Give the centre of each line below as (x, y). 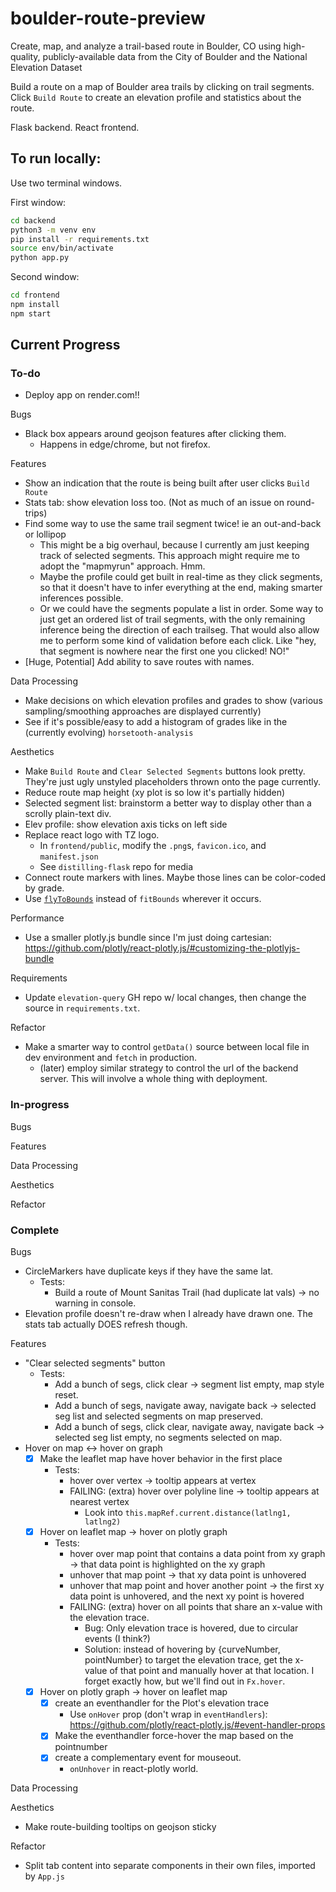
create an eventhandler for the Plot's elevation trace (162, 1703)
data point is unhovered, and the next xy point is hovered (187, 1596)
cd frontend (35, 295)
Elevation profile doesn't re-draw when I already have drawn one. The (169, 1314)
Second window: (45, 277)
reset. (66, 1395)
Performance (37, 918)
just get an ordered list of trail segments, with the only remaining (172, 619)
